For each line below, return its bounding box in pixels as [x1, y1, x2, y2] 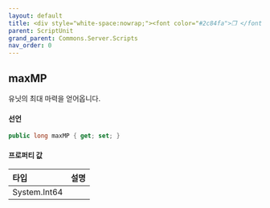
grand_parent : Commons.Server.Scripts [8, 34, 138, 43]
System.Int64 [12, 186, 63, 198]
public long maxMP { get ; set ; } [8, 132, 121, 141]
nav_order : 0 [8, 42, 52, 50]
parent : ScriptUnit [8, 27, 74, 35]
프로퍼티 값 [8, 150, 43, 160]
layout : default [8, 11, 63, 20]
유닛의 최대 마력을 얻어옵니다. [8, 93, 101, 103]
